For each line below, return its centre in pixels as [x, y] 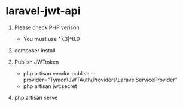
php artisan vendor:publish [56, 73]
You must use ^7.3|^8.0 [51, 39]
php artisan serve [36, 97]
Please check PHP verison [47, 27]
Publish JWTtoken [36, 62]
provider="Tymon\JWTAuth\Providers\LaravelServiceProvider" [100, 80]
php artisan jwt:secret [50, 86]
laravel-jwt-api [43, 11]
